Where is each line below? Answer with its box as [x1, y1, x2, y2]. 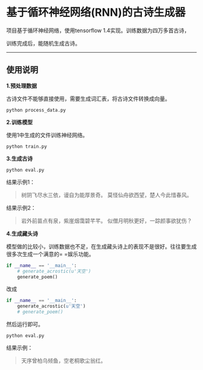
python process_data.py [6, 107, 66, 113]
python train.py [6, 143, 47, 149]
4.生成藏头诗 [6, 230, 38, 237]
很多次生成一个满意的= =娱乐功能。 [6, 250, 95, 258]
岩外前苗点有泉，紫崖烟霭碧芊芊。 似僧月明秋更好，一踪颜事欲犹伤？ [21, 217, 192, 224]
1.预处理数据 [6, 82, 37, 89]
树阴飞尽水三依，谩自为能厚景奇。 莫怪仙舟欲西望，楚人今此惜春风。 [21, 191, 192, 198]
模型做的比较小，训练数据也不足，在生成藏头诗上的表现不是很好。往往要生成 [6, 243, 197, 250]
